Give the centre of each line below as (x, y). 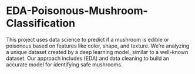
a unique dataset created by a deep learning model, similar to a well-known (97, 52)
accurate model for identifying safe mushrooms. (64, 64)
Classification (41, 23)
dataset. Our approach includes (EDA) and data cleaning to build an (88, 58)
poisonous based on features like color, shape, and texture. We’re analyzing (98, 46)
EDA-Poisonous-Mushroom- (77, 11)
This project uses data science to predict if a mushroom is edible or (88, 39)
